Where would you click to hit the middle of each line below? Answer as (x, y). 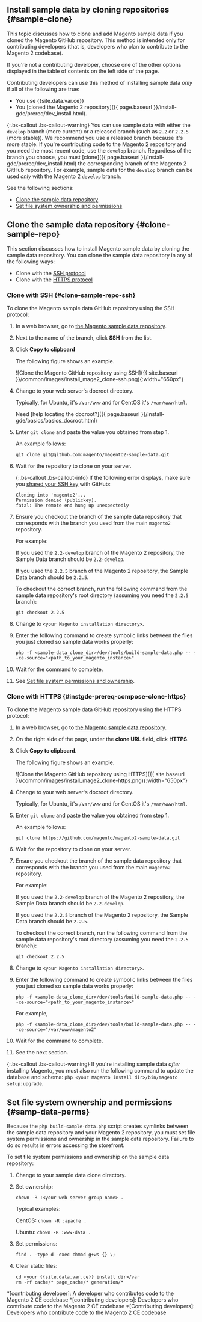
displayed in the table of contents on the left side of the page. (83, 71)
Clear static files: (36, 1266)
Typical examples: (38, 1209)
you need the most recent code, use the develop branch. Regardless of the (99, 150)
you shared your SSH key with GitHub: (63, 484)
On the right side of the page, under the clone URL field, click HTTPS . (102, 739)
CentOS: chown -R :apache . (51, 1220)
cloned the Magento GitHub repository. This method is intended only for (96, 40)
